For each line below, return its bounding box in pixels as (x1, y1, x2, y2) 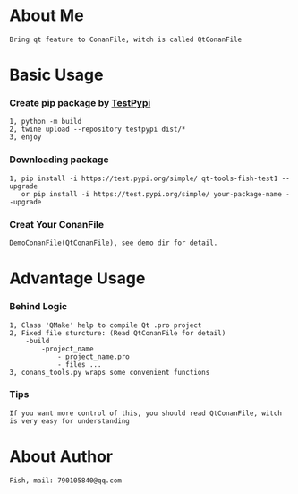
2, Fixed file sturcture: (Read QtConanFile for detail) (9, 328, 226, 337)
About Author (9, 446, 114, 466)
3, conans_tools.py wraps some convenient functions (9, 368, 210, 377)
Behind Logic (9, 300, 68, 313)
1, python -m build (9, 117, 82, 126)
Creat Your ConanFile (9, 218, 105, 230)
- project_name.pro (56, 351, 130, 361)
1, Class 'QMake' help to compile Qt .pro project (9, 320, 202, 330)
